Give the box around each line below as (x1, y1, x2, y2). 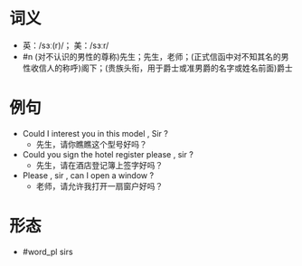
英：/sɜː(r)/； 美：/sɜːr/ (22, 40, 109, 51)
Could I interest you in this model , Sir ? (22, 128, 169, 138)
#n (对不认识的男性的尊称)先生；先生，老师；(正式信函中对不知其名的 (22, 51, 282, 62)
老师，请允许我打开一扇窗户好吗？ (35, 180, 164, 191)
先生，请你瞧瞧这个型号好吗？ (35, 138, 147, 149)
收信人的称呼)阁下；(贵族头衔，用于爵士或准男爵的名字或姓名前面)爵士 (30, 62, 294, 73)
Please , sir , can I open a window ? (22, 169, 155, 181)
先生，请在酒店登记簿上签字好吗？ (35, 159, 164, 170)
